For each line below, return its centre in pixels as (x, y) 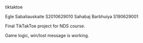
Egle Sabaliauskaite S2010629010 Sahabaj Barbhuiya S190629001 (72, 16)
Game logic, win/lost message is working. (47, 35)
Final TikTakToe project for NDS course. (45, 26)
